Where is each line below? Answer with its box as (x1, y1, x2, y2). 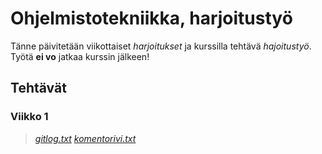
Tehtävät (10, 80, 67, 97)
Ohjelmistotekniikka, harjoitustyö (10, 7, 293, 30)
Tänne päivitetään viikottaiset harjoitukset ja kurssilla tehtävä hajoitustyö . (10, 40, 312, 52)
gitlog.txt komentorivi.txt (34, 132, 137, 144)
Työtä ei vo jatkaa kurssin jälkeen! (10, 50, 150, 62)
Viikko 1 (10, 110, 49, 124)
